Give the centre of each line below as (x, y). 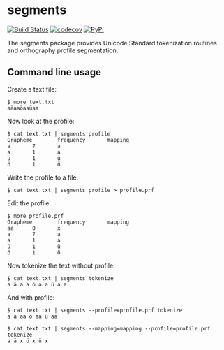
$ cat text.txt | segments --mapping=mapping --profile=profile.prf (109, 328)
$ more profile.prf (36, 216)
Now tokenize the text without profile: (61, 265)
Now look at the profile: (41, 121)
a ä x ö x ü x (28, 341)
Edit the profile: (29, 203)
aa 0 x (34, 228)
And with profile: (31, 297)
